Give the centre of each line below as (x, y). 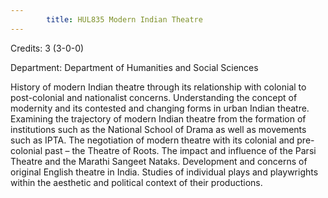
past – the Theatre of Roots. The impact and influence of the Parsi (180, 150)
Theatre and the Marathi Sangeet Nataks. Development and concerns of (159, 161)
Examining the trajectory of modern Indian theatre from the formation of (158, 118)
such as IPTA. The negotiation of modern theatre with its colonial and (152, 140)
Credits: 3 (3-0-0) (47, 48)
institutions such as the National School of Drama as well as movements (158, 129)
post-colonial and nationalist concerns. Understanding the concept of (154, 97)
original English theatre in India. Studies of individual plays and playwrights (164, 172)
